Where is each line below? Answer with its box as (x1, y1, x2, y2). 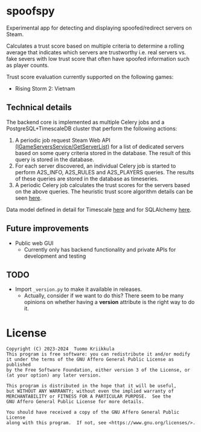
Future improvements (6, 223, 89, 233)
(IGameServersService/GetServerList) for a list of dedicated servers (14, 143, 184, 150)
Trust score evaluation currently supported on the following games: (6, 73, 174, 80)
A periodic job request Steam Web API (14, 136, 110, 144)
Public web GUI (14, 240, 54, 247)
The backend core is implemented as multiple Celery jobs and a (6, 118, 165, 125)
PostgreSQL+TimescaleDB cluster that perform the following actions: (6, 125, 177, 132)
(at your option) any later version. (6, 372, 101, 378)
